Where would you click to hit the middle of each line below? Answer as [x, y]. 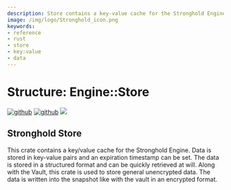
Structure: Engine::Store [78, 92]
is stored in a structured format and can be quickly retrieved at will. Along [111, 165]
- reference [24, 33]
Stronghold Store [45, 133]
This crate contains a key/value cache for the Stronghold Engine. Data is [109, 150]
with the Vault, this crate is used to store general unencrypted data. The [109, 171]
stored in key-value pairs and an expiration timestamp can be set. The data [113, 157]
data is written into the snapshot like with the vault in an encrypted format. [112, 179]
